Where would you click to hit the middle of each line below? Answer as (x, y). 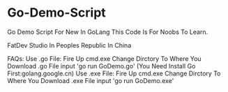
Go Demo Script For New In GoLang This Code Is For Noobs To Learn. (108, 32)
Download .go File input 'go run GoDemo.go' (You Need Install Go (101, 66)
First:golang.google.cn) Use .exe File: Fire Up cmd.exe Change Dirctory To (114, 73)
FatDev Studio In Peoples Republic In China (69, 45)
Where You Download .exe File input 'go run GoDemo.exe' (91, 80)
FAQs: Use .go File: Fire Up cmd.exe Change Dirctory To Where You (104, 58)
